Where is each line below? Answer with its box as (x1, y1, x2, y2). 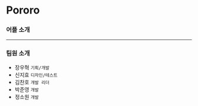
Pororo (6, 4, 40, 17)
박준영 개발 (14, 86, 39, 93)
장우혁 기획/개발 (14, 64, 50, 71)
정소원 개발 (14, 93, 39, 100)
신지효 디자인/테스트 (14, 71, 58, 78)
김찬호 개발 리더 (14, 78, 50, 85)
